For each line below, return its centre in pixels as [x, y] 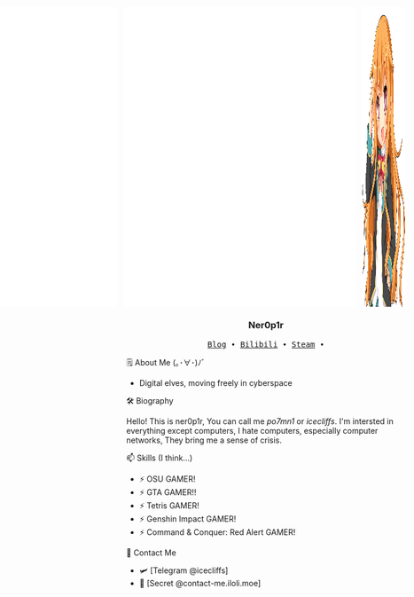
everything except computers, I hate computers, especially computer [252, 430]
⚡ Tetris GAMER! [169, 505]
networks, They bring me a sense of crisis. [204, 440]
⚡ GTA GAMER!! [168, 492]
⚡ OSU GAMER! [167, 479]
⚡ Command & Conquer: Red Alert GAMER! [217, 532]
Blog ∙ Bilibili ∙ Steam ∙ [266, 344]
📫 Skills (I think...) [160, 458]
